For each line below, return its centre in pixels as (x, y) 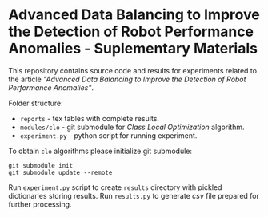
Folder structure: (36, 103)
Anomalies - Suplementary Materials (133, 49)
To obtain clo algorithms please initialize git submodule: (100, 151)
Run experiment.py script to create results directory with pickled (115, 187)
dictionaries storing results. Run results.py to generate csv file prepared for (134, 195)
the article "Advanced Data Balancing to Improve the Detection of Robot (127, 79)
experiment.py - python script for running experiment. (108, 135)
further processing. (40, 204)
